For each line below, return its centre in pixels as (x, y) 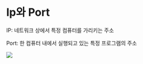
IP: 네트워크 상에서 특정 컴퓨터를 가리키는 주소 (60, 30)
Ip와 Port (28, 12)
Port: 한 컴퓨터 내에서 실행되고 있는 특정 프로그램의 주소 (72, 43)
